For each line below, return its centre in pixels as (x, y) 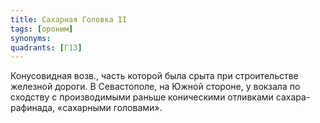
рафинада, (33, 108)
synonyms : (31, 38)
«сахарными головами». (109, 108)
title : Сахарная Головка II (69, 19)
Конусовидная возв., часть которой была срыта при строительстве (154, 76)
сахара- (293, 97)
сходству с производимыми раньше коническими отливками (142, 97)
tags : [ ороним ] (42, 29)
